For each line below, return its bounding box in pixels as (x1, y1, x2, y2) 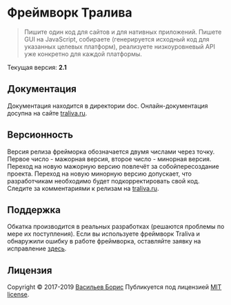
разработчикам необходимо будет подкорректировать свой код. (7, 176, 200, 185)
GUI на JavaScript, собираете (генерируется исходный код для (23, 35, 210, 43)
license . (7, 290, 30, 299)
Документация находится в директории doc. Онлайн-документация (7, 102, 208, 110)
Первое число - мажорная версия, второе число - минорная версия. (7, 154, 212, 163)
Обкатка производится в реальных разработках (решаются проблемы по (7, 223, 225, 231)
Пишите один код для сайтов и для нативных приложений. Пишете (23, 28, 222, 36)
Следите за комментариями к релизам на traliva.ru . (7, 184, 159, 192)
